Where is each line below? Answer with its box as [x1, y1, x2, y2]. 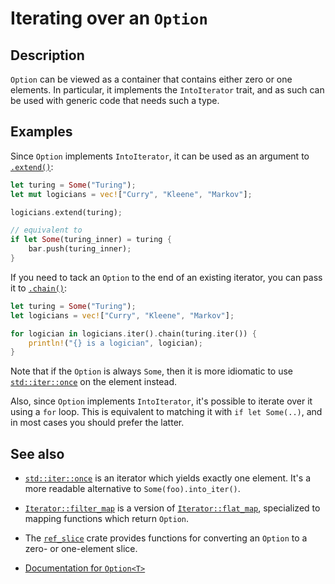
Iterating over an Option [10, 7, 208, 30]
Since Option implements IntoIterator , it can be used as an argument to [10, 150, 310, 162]
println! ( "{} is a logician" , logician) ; [28, 338, 203, 348]
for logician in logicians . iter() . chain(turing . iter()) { [10, 328, 257, 339]
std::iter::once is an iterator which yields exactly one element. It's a [24, 472, 311, 484]
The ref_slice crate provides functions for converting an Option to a [24, 532, 308, 544]
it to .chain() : [10, 282, 68, 294]
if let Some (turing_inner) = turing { [10, 235, 172, 245]
